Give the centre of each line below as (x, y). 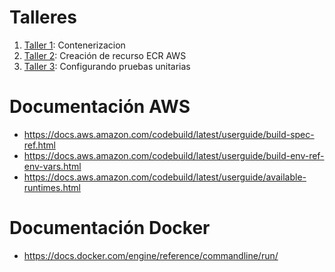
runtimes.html (52, 187)
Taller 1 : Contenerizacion (74, 45)
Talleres (43, 17)
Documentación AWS (100, 107)
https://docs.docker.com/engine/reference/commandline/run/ (151, 255)
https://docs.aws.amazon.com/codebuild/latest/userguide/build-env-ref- (174, 155)
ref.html (39, 145)
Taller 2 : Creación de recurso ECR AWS (105, 55)
